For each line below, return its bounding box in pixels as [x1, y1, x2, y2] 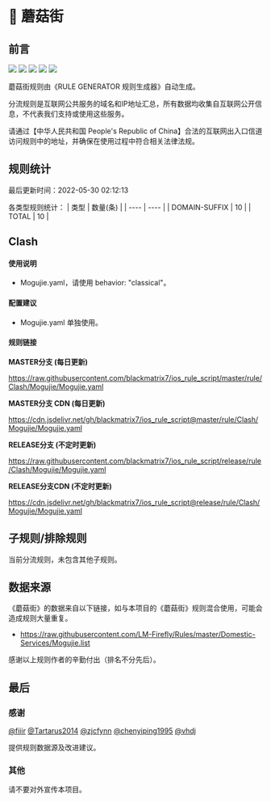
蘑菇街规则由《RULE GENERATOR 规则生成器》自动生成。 [8, 82, 200, 91]
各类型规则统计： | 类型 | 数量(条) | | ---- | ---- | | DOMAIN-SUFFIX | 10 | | [8, 202, 252, 212]
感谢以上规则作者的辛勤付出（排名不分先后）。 [8, 655, 161, 665]
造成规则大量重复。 [8, 614, 73, 623]
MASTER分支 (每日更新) [8, 357, 89, 366]
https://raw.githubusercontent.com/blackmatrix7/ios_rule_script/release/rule [8, 456, 262, 466]
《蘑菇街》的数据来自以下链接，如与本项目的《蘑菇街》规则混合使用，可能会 [8, 603, 263, 613]
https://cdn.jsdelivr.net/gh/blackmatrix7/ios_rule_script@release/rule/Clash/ [8, 497, 261, 507]
